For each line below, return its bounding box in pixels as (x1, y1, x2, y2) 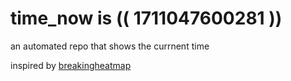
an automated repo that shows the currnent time (10, 40, 210, 52)
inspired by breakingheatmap (10, 59, 132, 71)
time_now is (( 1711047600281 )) (10, 7, 283, 30)
